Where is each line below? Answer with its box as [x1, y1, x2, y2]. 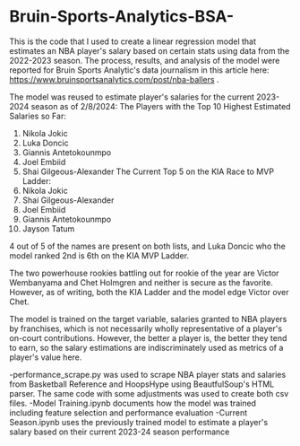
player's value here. [9, 352, 82, 363]
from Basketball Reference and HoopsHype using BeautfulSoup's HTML [9, 379, 275, 389]
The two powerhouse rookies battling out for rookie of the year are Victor [9, 267, 279, 278]
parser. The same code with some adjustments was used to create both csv [9, 388, 289, 398]
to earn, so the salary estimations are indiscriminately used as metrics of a [9, 342, 284, 353]
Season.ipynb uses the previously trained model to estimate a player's [9, 416, 269, 427]
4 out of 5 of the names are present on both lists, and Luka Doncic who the [9, 240, 287, 251]
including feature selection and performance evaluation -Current [9, 407, 248, 418]
